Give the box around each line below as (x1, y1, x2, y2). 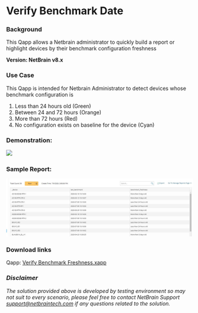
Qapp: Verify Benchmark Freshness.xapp (6, 259, 107, 266)
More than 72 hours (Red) (14, 115, 78, 122)
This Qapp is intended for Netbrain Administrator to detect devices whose (6, 85, 187, 92)
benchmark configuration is (6, 91, 74, 98)
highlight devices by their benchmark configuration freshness (6, 45, 157, 52)
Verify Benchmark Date (6, 4, 123, 18)
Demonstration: (6, 136, 52, 144)
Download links (6, 246, 52, 254)
